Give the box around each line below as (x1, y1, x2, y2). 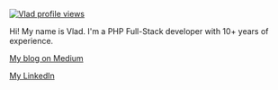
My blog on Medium (9, 53, 84, 63)
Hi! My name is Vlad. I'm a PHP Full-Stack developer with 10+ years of (9, 26, 269, 36)
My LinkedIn (9, 70, 56, 81)
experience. (9, 36, 54, 46)
